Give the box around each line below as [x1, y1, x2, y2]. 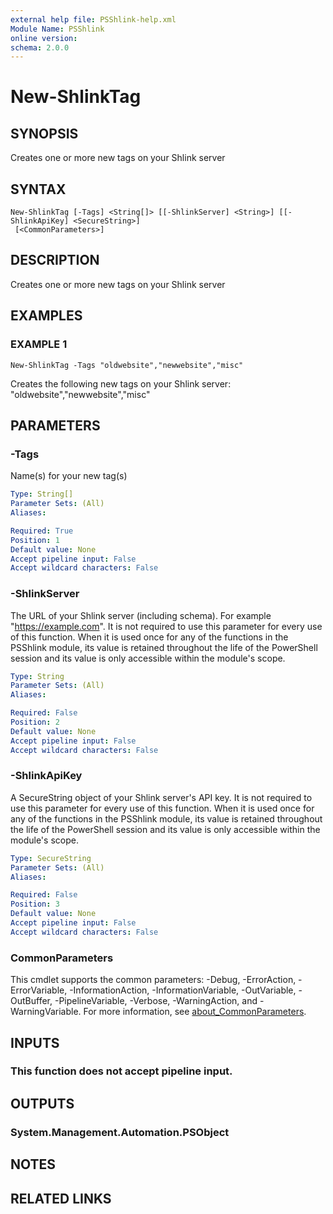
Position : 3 [10, 899, 60, 910]
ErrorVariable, [10, 984, 68, 996]
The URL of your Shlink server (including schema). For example [10, 609, 272, 621]
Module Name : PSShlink [10, 24, 105, 34]
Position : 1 [10, 535, 60, 545]
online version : [10, 33, 78, 43]
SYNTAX [10, 181, 67, 198]
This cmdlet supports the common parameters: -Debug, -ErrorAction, [10, 974, 297, 986]
